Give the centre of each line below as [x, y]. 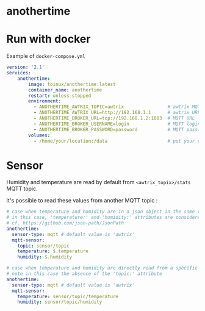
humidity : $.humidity [45, 257]
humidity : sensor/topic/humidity [60, 302]
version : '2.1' [26, 67]
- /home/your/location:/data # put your [114, 141]
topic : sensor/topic [43, 246]
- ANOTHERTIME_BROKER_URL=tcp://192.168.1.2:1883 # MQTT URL [114, 118]
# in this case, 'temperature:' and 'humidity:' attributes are [90, 218]
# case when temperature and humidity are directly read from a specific [102, 268]
